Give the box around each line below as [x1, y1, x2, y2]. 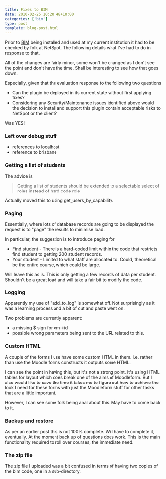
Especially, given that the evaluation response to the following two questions [5, 80, 162, 86]
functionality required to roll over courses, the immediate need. [5, 439, 134, 445]
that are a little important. [5, 390, 56, 396]
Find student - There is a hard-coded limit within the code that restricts [12, 246, 158, 252]
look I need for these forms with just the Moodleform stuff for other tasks [5, 384, 155, 390]
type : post [5, 21, 28, 26]
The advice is [5, 173, 33, 179]
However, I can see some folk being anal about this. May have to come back [5, 399, 161, 405]
